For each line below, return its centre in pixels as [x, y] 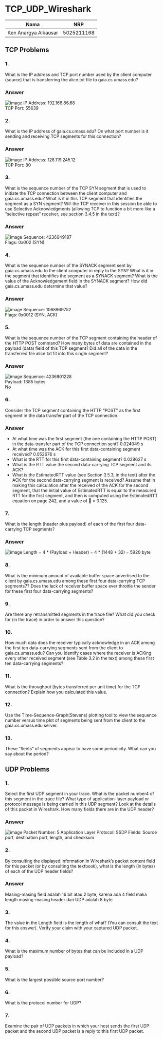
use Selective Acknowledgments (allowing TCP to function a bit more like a [80, 208]
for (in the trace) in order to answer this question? [55, 620]
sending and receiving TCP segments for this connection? [63, 136]
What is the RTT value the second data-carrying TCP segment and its [82, 464]
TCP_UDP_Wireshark [48, 9]
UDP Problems [27, 769]
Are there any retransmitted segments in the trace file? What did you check [80, 614]
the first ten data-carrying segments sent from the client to [64, 648]
